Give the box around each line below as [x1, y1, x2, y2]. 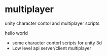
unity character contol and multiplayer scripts [5, 20, 100, 26]
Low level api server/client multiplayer [12, 45, 92, 51]
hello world [5, 30, 28, 36]
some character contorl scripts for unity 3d [12, 39, 102, 46]
